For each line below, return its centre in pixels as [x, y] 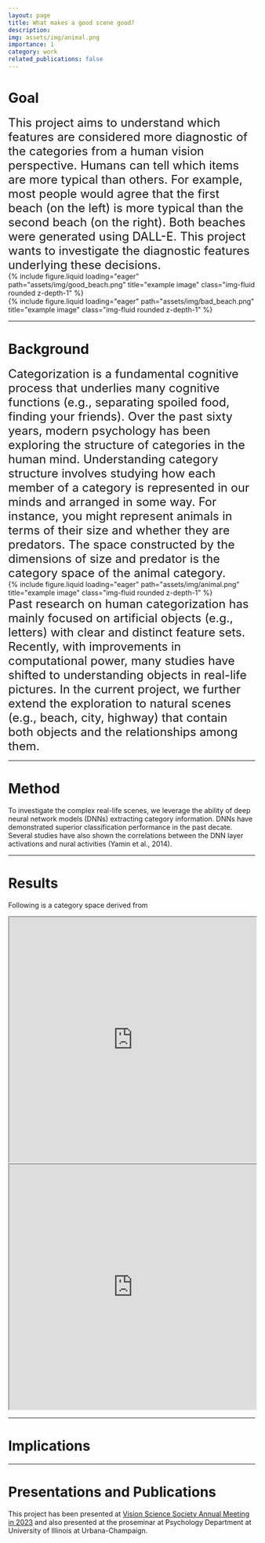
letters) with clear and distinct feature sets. [127, 632]
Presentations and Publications [113, 1492]
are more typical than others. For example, [125, 179]
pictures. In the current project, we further [125, 689]
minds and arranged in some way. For [113, 502]
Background [49, 349]
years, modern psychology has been [109, 430]
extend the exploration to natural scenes [120, 703]
